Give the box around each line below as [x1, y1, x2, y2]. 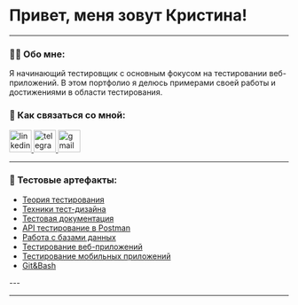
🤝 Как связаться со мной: [9, 109, 126, 121]
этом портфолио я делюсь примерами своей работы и [67, 77, 277, 89]
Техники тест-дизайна [21, 203, 106, 214]
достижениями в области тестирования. [9, 87, 163, 98]
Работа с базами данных [21, 231, 117, 242]
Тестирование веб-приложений [21, 241, 144, 252]
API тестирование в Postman [21, 223, 131, 233]
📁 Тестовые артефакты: [9, 174, 118, 186]
